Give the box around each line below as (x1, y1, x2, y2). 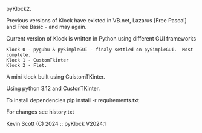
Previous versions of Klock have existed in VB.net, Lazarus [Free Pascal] (6, 17, 187, 24)
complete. (6, 52, 31, 58)
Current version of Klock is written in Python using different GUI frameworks (6, 35, 197, 42)
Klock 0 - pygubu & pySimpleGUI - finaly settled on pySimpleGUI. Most (6, 47, 194, 53)
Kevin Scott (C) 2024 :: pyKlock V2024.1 (6, 120, 106, 127)
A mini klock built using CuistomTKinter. (6, 73, 105, 80)
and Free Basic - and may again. (6, 24, 87, 30)
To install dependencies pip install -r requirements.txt (6, 97, 139, 103)
